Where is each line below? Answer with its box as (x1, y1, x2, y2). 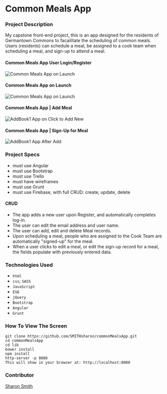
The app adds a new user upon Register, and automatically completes (12, 211, 156, 218)
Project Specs (5, 151, 40, 158)
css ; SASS (12, 278, 31, 284)
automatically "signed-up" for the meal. (12, 238, 94, 244)
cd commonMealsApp (5, 338, 43, 343)
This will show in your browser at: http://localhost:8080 (5, 360, 131, 365)
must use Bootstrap (12, 168, 53, 174)
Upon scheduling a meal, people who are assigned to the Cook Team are (12, 233, 162, 239)
